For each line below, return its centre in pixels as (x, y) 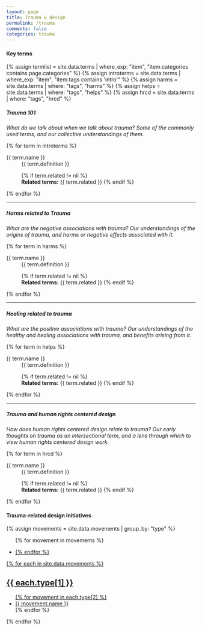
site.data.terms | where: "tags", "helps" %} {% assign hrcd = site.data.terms (100, 92)
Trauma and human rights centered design (61, 414)
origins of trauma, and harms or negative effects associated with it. (90, 235)
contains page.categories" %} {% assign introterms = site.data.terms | (93, 73)
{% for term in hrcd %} (35, 454)
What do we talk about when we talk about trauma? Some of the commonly (100, 128)
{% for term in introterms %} (41, 146)
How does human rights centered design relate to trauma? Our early (91, 429)
